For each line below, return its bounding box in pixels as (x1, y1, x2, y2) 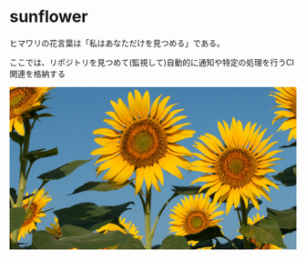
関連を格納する (9, 68, 66, 79)
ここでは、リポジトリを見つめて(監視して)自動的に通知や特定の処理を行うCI (9, 56, 294, 67)
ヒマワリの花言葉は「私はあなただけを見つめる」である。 (9, 37, 225, 48)
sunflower (9, 6, 88, 27)
